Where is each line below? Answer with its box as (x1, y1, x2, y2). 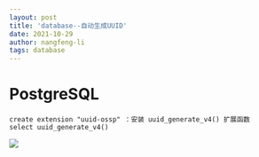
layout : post (9, 12, 58, 22)
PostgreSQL (9, 84, 99, 105)
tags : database (9, 46, 66, 55)
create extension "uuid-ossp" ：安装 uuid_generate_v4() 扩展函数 (9, 115, 251, 124)
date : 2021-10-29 (9, 29, 74, 38)
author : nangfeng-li (9, 37, 86, 47)
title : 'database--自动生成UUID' (9, 21, 128, 30)
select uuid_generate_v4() (9, 123, 109, 132)
